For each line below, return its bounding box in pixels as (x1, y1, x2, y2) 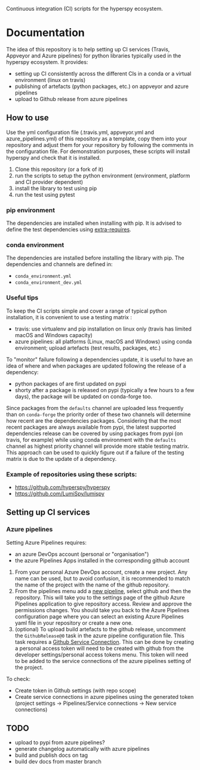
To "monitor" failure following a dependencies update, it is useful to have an (6, 356, 193, 363)
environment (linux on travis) (14, 76, 86, 83)
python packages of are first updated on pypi (14, 380, 127, 387)
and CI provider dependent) (14, 178, 84, 185)
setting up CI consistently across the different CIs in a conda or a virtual (14, 70, 192, 77)
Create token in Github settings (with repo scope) (14, 687, 137, 694)
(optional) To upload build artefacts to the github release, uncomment (14, 625, 186, 632)
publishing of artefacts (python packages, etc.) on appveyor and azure (14, 82, 189, 90)
